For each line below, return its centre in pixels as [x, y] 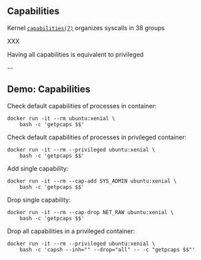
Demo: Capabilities [49, 90]
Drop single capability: [39, 200]
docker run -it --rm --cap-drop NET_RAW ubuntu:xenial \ [91, 212]
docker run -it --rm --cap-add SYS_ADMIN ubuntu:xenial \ [92, 181]
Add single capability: [38, 168]
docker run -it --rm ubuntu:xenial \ [61, 118]
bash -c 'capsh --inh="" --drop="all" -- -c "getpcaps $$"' [107, 250]
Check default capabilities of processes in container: [82, 106]
